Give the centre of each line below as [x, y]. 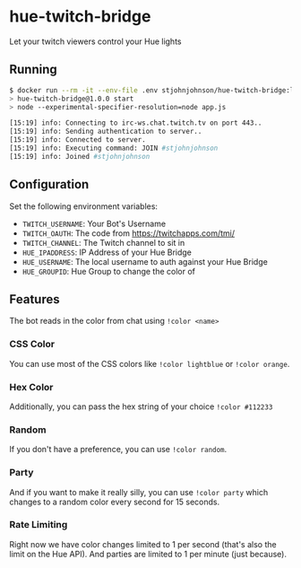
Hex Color [31, 387]
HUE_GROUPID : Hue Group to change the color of [108, 271]
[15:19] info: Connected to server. [77, 140]
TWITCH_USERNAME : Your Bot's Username [94, 223]
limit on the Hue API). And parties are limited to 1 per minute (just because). [148, 554]
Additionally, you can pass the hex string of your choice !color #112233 [141, 406]
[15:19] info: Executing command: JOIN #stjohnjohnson [114, 148]
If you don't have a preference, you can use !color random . [118, 450]
